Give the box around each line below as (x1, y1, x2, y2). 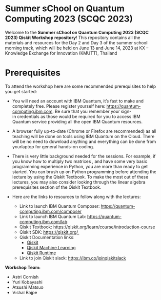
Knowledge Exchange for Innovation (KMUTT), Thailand (5, 50, 118, 56)
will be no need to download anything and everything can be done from (12, 139, 156, 144)
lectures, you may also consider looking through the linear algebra (12, 179, 145, 185)
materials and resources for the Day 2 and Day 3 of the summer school (5, 40, 148, 45)
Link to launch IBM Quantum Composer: (19, 203, 100, 209)
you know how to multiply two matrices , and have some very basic (12, 158, 148, 164)
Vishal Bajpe (12, 289, 38, 295)
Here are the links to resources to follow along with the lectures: (12, 194, 141, 200)
